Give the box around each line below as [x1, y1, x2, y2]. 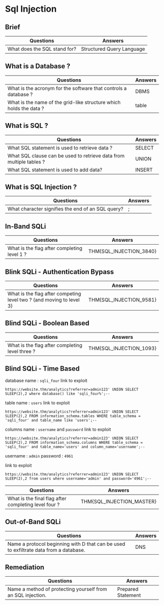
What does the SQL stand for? [7, 45, 77, 52]
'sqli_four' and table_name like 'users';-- [5, 417, 97, 423]
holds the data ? [7, 105, 44, 112]
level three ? [7, 348, 36, 355]
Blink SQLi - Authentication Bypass [5, 268, 114, 276]
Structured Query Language [81, 45, 145, 52]
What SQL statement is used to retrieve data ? [7, 144, 113, 151]
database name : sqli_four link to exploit [5, 377, 88, 383]
